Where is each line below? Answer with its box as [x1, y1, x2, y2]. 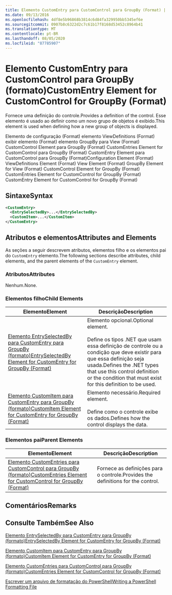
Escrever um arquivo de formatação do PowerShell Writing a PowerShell [5, 578, 156, 584]
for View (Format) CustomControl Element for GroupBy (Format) [5, 166, 140, 172]
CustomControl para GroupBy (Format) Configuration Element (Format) [5, 155, 154, 161]
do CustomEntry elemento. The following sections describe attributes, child [5, 252, 161, 258]
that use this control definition [87, 368, 159, 375]
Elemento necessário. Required [87, 389, 161, 396]
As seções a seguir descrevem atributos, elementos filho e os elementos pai [5, 247, 166, 253]
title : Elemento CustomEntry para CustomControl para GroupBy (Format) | [5, 7, 166, 13]
